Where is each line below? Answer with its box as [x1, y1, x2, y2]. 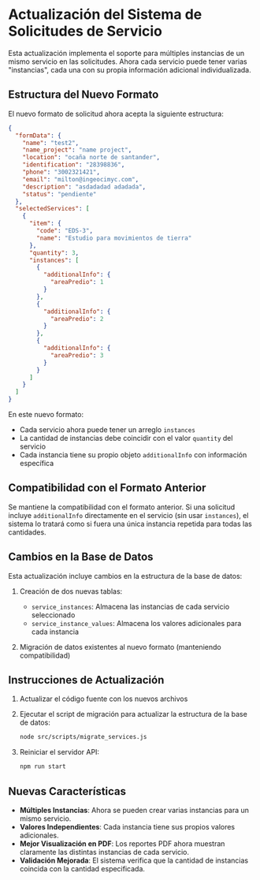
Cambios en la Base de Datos [8, 550, 154, 564]
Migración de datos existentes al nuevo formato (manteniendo [19, 642, 222, 651]
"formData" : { [15, 132, 61, 140]
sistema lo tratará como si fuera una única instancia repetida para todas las [8, 519, 252, 528]
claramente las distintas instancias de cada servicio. [19, 848, 189, 856]
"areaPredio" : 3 [50, 351, 104, 360]
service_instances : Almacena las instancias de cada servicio [31, 602, 230, 611]
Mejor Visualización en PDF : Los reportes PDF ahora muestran [19, 839, 225, 848]
